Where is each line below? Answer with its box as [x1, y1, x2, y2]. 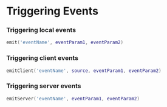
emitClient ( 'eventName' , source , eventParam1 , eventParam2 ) [6, 68, 162, 74]
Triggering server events [6, 82, 81, 90]
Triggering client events [6, 54, 79, 62]
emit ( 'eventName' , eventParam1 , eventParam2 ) [6, 39, 123, 46]
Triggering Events [6, 4, 99, 18]
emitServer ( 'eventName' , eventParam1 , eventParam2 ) [6, 96, 140, 102]
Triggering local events [6, 26, 77, 34]
